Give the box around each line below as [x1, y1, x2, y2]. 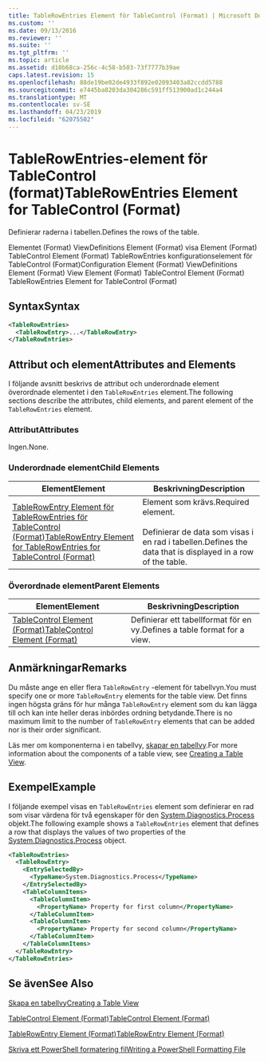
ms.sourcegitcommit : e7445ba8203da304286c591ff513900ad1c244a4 [8, 85, 223, 94]
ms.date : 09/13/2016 [8, 26, 77, 34]
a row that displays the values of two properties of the [8, 827, 186, 836]
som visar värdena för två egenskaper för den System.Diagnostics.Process [8, 810, 255, 819]
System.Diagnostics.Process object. [8, 835, 127, 845]
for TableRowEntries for [12, 541, 101, 552]
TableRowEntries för [12, 511, 89, 523]
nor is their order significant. [8, 724, 102, 734]
